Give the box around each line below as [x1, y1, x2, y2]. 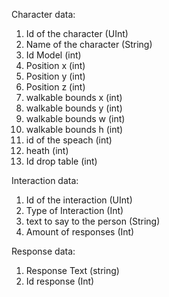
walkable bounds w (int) [25, 113, 126, 124]
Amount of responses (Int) [25, 226, 135, 238]
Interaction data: [11, 175, 79, 186]
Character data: [11, 9, 76, 20]
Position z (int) [25, 81, 86, 93]
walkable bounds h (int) [25, 124, 124, 135]
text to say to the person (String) [25, 215, 161, 227]
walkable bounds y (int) [25, 102, 123, 114]
